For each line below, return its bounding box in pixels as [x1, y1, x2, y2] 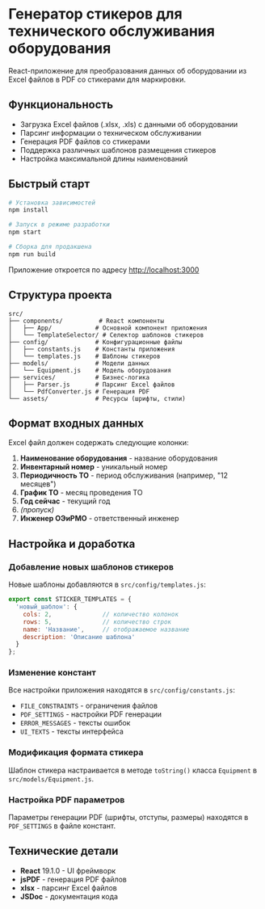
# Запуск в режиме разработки [8, 221, 111, 229]
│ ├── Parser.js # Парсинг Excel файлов [8, 381, 175, 389]
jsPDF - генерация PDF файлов [19, 874, 127, 884]
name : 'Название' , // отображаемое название [23, 625, 190, 633]
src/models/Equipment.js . [8, 773, 95, 784]
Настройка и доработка [8, 537, 136, 550]
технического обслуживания [8, 22, 216, 40]
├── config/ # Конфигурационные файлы [8, 338, 183, 346]
